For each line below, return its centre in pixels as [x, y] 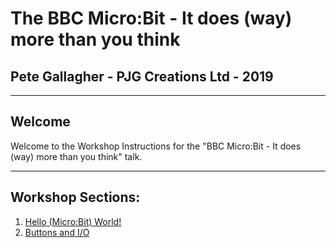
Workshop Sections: [75, 197]
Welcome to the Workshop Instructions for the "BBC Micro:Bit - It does [156, 146]
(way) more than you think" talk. [76, 156]
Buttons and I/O [57, 232]
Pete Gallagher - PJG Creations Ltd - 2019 [142, 76]
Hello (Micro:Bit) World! [73, 221]
